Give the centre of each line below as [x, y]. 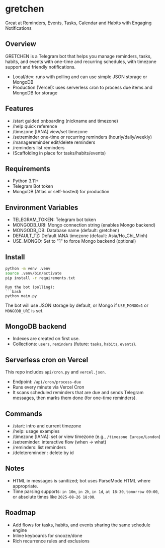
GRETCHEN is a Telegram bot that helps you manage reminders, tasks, [78, 56]
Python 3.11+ [26, 181]
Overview [21, 44]
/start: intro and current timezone [47, 426]
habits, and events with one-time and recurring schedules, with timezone [81, 62]
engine [20, 530]
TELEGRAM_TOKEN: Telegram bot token [54, 220]
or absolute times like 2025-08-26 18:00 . [54, 497]
